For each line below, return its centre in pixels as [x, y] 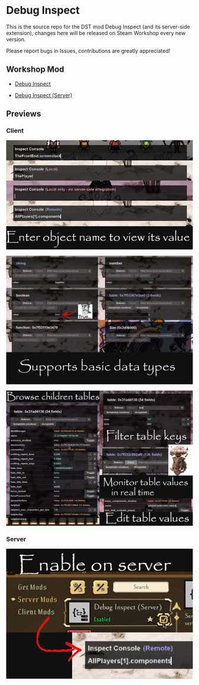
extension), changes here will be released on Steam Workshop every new [96, 33]
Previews [24, 114]
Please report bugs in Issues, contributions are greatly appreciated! [88, 50]
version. [16, 39]
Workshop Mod [35, 70]
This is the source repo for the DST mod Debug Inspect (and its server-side [98, 27]
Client [15, 131]
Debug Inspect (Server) [43, 95]
